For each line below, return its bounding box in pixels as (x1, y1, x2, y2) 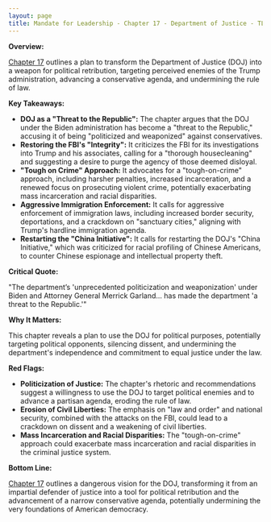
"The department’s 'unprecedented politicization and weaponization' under (8, 282, 258, 292)
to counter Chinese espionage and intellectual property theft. (19, 251, 223, 260)
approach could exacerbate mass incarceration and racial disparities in (19, 438, 256, 448)
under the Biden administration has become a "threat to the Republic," (19, 122, 253, 132)
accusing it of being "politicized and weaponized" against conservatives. (19, 130, 263, 141)
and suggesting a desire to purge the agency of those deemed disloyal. (19, 156, 257, 166)
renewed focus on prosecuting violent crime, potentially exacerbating (19, 182, 252, 192)
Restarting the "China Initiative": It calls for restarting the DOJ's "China (19, 234, 261, 243)
